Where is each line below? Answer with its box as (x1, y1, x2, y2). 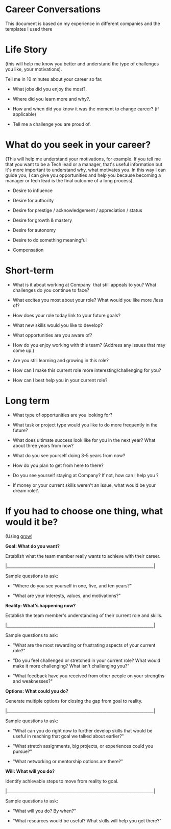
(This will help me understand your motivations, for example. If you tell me (5, 156, 161, 162)
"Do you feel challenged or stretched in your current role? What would (12, 657, 161, 664)
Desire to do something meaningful (12, 236, 87, 243)
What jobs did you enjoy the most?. (12, 86, 87, 92)
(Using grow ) (5, 533, 33, 539)
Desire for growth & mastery (12, 217, 72, 223)
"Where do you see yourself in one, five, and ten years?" (12, 582, 132, 588)
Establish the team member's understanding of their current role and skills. (5, 612, 162, 619)
